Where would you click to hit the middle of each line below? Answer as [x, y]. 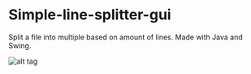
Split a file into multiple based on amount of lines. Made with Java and [126, 37]
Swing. [20, 45]
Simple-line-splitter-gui [90, 15]
